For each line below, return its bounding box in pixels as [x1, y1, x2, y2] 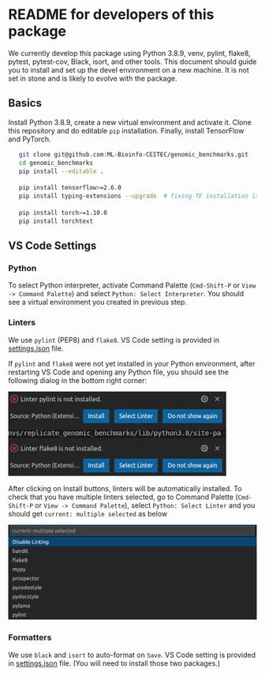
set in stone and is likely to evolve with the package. [8, 73, 177, 83]
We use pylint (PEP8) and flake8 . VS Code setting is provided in [8, 335, 219, 344]
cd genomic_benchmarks [18, 159, 93, 167]
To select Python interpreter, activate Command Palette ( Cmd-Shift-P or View [8, 280, 256, 290]
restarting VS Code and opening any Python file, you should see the [8, 367, 229, 377]
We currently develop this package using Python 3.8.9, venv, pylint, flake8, [8, 48, 251, 58]
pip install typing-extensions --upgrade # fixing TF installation [18, 192, 248, 201]
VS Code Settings [8, 239, 97, 253]
